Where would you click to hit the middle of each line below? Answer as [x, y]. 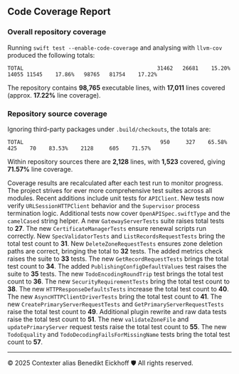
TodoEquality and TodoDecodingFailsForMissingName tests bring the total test [119, 334]
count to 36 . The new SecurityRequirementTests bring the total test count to [118, 281]
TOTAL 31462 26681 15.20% [119, 68]
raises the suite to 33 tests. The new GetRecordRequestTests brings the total [118, 259]
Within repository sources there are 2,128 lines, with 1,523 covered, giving [116, 161]
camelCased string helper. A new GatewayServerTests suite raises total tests [116, 221]
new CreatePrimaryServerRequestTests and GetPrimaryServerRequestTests [116, 304]
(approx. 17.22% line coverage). [54, 95]
